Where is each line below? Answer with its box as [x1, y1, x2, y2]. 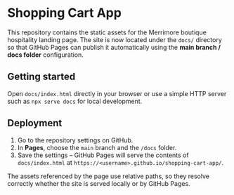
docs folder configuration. [7, 51, 84, 59]
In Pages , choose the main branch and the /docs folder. [17, 143, 177, 152]
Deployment [7, 117, 63, 129]
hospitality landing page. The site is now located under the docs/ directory [7, 35, 223, 43]
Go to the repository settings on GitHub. [17, 135, 134, 144]
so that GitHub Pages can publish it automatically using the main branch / [7, 43, 221, 51]
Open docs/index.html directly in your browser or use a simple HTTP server [7, 89, 227, 97]
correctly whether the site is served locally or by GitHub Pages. [7, 179, 191, 187]
